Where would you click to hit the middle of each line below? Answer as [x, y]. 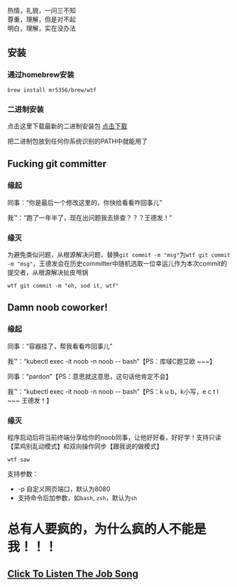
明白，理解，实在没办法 [42, 28]
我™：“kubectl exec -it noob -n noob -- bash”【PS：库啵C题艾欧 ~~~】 [112, 361]
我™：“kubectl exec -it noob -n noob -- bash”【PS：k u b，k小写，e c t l [113, 391]
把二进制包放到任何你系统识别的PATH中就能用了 [77, 141]
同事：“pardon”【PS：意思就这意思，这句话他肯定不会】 [90, 376]
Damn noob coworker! [57, 308]
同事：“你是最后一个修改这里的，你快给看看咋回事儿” [85, 202]
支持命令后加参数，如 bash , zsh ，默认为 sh [77, 497]
